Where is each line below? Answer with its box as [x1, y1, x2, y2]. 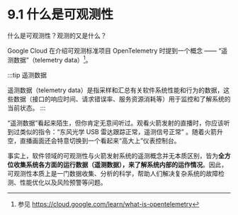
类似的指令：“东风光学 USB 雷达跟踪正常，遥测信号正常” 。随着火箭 [19, 127, 217, 136]
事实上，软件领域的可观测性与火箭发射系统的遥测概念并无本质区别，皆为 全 [7, 151, 225, 160]
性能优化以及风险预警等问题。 [19, 178, 107, 187]
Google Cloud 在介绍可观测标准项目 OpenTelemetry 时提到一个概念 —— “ [7, 46, 222, 55]
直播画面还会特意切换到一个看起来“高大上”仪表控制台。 [19, 136, 181, 145]
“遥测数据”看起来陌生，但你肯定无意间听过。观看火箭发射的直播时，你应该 [7, 118, 225, 127]
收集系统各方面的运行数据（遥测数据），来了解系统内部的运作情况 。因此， [13, 160, 228, 169]
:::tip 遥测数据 [7, 70, 47, 79]
